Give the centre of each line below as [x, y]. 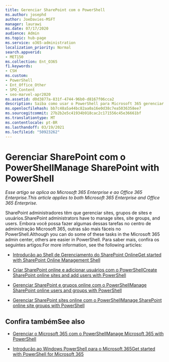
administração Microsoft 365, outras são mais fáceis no [63, 229]
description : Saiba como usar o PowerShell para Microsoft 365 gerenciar [85, 104]
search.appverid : [24, 52]
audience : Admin [22, 33]
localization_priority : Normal [38, 47]
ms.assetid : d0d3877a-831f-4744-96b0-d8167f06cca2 [60, 99]
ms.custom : [17, 76]
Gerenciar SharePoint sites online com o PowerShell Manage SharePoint [87, 300]
